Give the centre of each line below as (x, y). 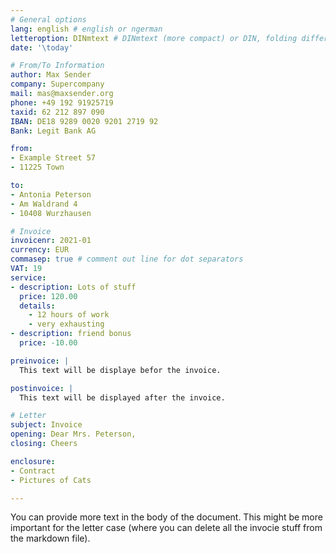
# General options (48, 19)
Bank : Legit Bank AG (53, 131)
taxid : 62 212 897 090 (57, 112)
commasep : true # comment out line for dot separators (127, 259)
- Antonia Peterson (51, 194)
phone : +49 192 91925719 (62, 102)
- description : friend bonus (71, 334)
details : (37, 306)
